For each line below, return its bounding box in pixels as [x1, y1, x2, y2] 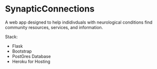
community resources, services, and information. [5, 24, 103, 30]
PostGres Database [12, 53, 51, 59]
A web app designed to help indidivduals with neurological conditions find [5, 19, 153, 25]
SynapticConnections [5, 3, 94, 14]
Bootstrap [12, 48, 32, 54]
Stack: [5, 34, 18, 40]
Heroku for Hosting [12, 58, 51, 64]
